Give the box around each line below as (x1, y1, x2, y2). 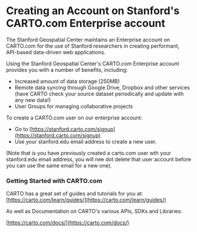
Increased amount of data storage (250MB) (14, 78, 120, 85)
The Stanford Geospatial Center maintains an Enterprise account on (6, 36, 171, 43)
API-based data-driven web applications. (6, 48, 106, 55)
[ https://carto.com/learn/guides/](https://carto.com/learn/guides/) (6, 196, 166, 204)
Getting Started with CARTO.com (6, 177, 103, 185)
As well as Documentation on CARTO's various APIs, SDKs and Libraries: (6, 208, 182, 215)
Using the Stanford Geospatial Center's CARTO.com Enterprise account (6, 60, 179, 67)
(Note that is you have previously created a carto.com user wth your (6, 149, 172, 157)
